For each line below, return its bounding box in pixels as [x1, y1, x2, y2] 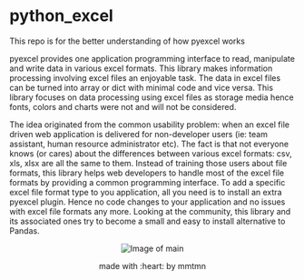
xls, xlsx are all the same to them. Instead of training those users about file [9, 157, 288, 168]
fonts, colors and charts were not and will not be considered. [9, 101, 237, 112]
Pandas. [9, 225, 40, 236]
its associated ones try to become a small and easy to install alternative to [9, 215, 286, 226]
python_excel [9, 5, 113, 26]
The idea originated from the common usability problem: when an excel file [9, 119, 290, 130]
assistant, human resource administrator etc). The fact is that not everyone [9, 138, 289, 149]
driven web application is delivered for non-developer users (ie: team [9, 128, 268, 139]
